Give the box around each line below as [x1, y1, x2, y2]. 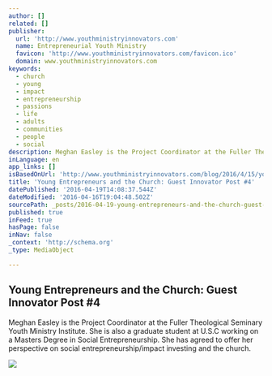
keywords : [8, 65, 42, 73]
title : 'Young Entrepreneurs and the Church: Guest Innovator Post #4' [8, 178, 255, 187]
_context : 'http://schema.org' [8, 239, 114, 247]
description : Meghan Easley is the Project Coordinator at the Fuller [8, 148, 252, 156]
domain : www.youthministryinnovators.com [15, 58, 158, 66]
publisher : [8, 27, 45, 35]
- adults [15, 118, 45, 126]
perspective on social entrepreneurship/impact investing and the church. [8, 343, 252, 353]
